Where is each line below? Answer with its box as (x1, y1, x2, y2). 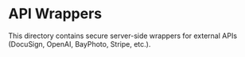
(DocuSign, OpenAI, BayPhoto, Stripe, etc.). (8, 39, 151, 48)
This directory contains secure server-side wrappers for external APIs (8, 31, 237, 40)
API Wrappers (8, 5, 102, 23)
